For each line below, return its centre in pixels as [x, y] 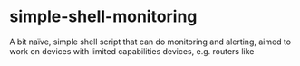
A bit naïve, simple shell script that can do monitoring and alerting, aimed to [150, 42]
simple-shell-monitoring [103, 17]
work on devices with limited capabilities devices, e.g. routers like [132, 51]
